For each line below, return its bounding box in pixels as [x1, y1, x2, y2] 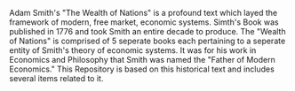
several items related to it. [9, 73, 104, 83]
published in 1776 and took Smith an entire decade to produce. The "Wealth [9, 27, 286, 36]
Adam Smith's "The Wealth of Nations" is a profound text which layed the [9, 8, 278, 18]
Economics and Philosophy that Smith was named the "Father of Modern [9, 55, 275, 64]
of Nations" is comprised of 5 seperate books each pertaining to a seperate [9, 35, 286, 46]
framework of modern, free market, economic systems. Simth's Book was [9, 17, 279, 27]
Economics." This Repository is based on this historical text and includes [9, 64, 275, 74]
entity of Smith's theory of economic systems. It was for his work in [9, 45, 257, 56]
